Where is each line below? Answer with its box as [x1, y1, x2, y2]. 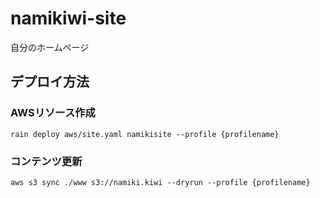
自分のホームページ [10, 41, 90, 53]
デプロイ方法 [10, 73, 90, 91]
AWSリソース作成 [10, 106, 96, 120]
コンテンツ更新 [10, 154, 83, 168]
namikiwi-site [10, 7, 127, 30]
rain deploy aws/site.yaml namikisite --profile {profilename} [10, 129, 280, 139]
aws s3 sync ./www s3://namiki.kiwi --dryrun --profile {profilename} [10, 177, 311, 187]
